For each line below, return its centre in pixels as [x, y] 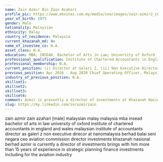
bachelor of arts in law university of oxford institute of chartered [69, 124]
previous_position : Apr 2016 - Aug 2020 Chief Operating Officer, [73, 73]
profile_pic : [18, 14]
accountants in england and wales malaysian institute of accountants [74, 129]
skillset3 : [16, 91]
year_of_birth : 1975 [26, 18]
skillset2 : [16, 86]
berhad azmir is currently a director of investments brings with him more [77, 144]
